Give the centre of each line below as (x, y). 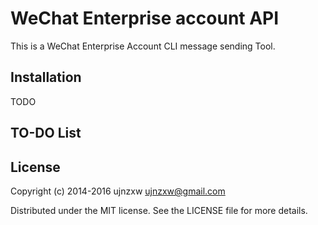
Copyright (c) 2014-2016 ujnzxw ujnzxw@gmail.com (118, 191)
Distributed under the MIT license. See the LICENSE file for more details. (159, 210)
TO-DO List (46, 133)
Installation (46, 77)
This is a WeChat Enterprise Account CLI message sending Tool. (143, 46)
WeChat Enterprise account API (145, 18)
